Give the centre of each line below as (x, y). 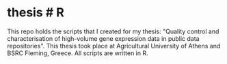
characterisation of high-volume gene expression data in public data (103, 38)
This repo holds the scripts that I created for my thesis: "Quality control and (113, 31)
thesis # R (36, 13)
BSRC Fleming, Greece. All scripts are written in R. (78, 53)
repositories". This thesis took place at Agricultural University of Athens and (114, 46)
